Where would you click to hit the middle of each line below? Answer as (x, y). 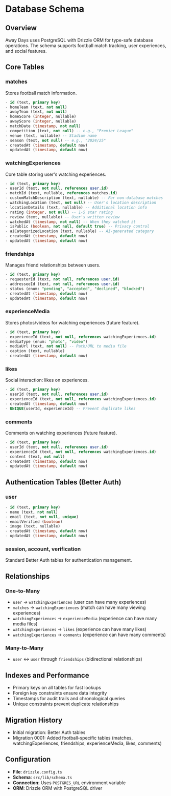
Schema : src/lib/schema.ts (42, 777)
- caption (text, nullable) (35, 351)
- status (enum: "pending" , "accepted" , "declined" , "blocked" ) (75, 289)
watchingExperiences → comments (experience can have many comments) (89, 635)
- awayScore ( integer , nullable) (41, 121)
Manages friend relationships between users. (53, 265)
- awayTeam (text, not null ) (36, 112)
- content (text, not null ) (35, 457)
